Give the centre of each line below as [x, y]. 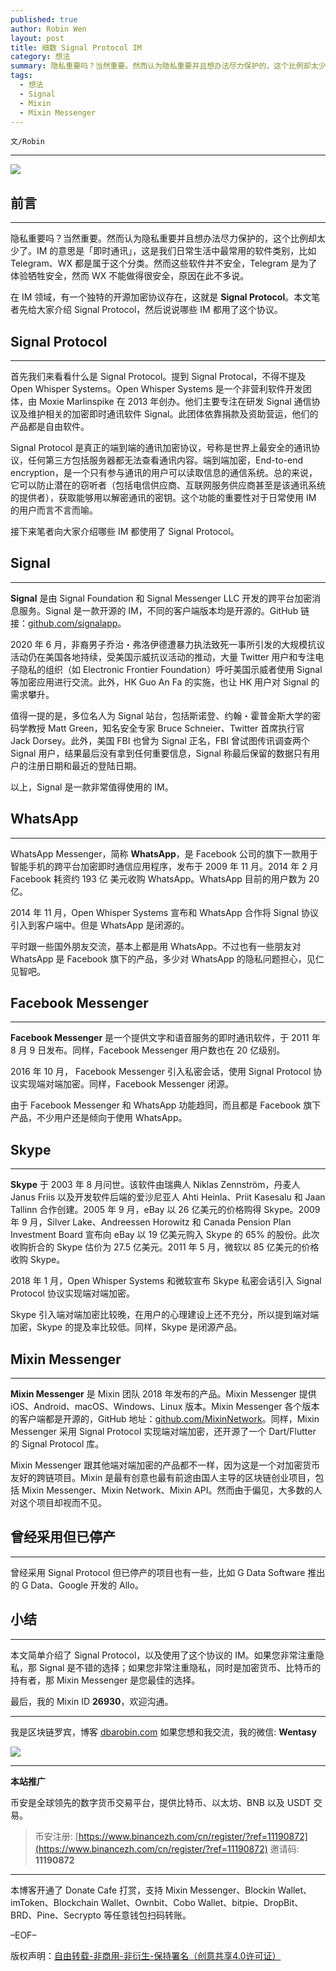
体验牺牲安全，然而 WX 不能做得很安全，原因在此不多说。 [130, 276]
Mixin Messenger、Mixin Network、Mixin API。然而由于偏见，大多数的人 [172, 1490]
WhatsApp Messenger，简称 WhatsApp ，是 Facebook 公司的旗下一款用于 [164, 853]
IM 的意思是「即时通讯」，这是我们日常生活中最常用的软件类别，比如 [176, 251]
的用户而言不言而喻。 [54, 510]
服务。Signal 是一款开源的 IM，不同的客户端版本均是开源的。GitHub [158, 610]
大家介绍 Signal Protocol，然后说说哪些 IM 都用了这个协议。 [159, 310]
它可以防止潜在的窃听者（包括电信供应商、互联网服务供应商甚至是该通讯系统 [168, 485]
